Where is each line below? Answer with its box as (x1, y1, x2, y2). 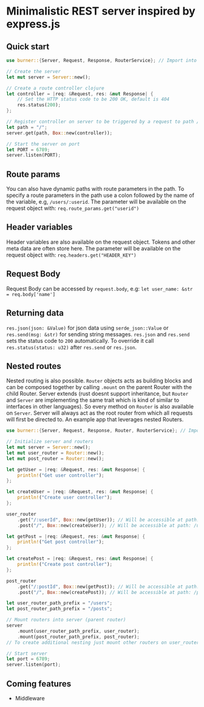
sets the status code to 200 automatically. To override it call (6, 337, 154, 344)
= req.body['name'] (6, 291, 56, 297)
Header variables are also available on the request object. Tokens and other (6, 238, 195, 246)
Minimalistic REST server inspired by (6, 4, 195, 18)
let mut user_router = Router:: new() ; (6, 450, 104, 456)
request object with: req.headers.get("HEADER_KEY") (6, 251, 137, 258)
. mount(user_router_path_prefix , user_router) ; (17, 628, 140, 634)
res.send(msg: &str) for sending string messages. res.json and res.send (6, 330, 190, 338)
